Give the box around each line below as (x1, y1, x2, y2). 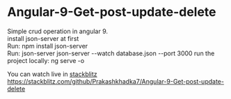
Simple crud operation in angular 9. (7, 27, 109, 35)
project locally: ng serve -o (7, 56, 85, 64)
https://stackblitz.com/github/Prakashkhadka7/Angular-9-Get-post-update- (7, 77, 225, 85)
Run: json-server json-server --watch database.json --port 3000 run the (7, 49, 215, 57)
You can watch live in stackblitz (7, 70, 97, 78)
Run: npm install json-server (7, 42, 88, 50)
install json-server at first (7, 34, 79, 42)
